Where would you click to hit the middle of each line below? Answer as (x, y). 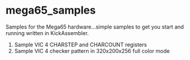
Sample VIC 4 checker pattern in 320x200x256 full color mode (92, 50)
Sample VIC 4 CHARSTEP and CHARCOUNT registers (81, 45)
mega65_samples (51, 10)
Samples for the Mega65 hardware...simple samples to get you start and (95, 27)
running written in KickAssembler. (47, 33)
